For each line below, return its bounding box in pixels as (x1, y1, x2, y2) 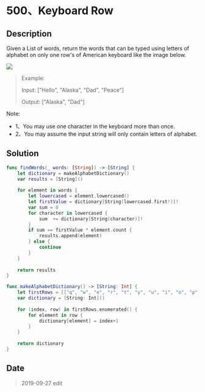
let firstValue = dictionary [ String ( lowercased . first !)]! (28, 199, 179, 205)
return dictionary (17, 341, 64, 347)
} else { (28, 239, 51, 245)
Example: (21, 75, 45, 81)
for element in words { (17, 187, 78, 194)
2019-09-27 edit (21, 379, 63, 386)
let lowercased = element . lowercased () (28, 193, 130, 199)
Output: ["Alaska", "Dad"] (21, 98, 85, 105)
